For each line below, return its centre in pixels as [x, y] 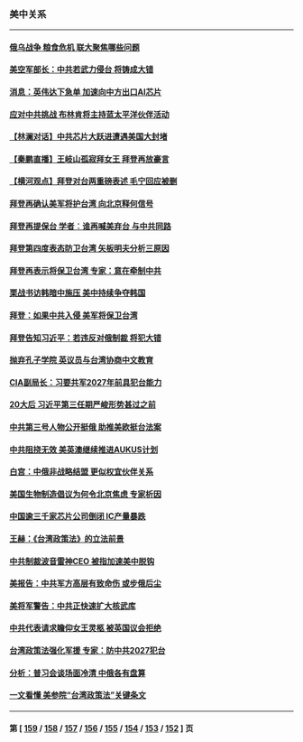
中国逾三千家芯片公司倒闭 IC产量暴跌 [78, 516]
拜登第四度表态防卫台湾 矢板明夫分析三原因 [89, 248]
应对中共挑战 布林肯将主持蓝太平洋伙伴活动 [89, 114]
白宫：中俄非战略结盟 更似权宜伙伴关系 [82, 472]
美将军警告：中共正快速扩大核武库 [73, 606]
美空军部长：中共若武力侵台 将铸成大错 [82, 70]
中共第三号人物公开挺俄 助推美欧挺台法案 [86, 427]
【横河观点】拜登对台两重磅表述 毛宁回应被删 [93, 181]
